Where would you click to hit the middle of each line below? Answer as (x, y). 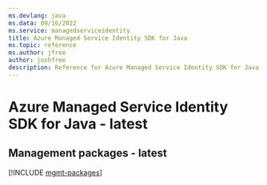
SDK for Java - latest (78, 124)
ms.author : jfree (37, 53)
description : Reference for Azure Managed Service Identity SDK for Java (134, 68)
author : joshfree (37, 61)
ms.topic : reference (43, 45)
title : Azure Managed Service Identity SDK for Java (98, 38)
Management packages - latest (88, 154)
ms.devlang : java (37, 16)
